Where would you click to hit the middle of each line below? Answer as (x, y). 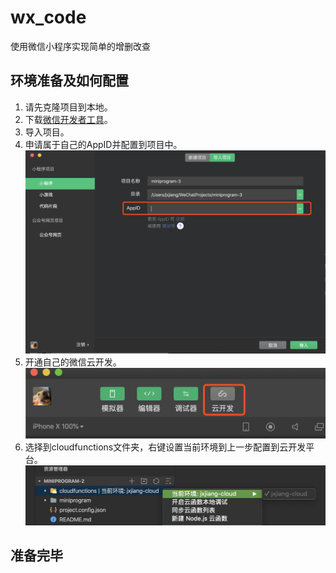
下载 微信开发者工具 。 (68, 119)
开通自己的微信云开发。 (73, 362)
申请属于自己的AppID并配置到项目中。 (103, 144)
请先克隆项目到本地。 (68, 107)
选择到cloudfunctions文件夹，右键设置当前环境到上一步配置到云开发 (165, 447)
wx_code (48, 17)
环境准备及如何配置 (69, 81)
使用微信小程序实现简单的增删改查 (80, 46)
